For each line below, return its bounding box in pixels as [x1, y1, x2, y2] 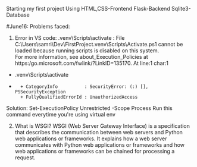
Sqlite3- [171, 5, 192, 12]
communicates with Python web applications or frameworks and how [14, 141, 185, 148]
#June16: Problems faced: [6, 23, 70, 30]
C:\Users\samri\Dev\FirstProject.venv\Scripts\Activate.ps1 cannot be [14, 41, 183, 48]
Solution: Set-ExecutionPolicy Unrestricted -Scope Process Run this [6, 105, 173, 112]
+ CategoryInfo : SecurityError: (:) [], [20, 84, 149, 90]
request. [14, 154, 36, 161]
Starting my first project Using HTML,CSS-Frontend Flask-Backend [6, 5, 171, 12]
